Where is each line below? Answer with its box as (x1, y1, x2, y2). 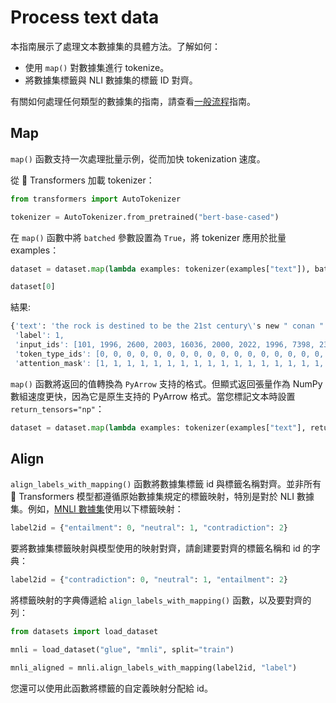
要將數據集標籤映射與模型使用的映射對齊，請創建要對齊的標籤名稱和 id (10, 542, 301, 555)
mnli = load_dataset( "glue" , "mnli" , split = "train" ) (10, 644, 235, 655)
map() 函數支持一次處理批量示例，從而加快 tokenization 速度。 (10, 152, 266, 165)
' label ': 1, (14, 331, 65, 341)
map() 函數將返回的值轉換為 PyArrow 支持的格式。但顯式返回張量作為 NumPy (10, 377, 323, 390)
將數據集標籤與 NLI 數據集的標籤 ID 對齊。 (24, 74, 198, 86)
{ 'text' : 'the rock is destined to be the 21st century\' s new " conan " (10, 321, 325, 331)
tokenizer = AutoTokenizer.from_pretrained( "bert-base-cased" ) (10, 212, 280, 222)
